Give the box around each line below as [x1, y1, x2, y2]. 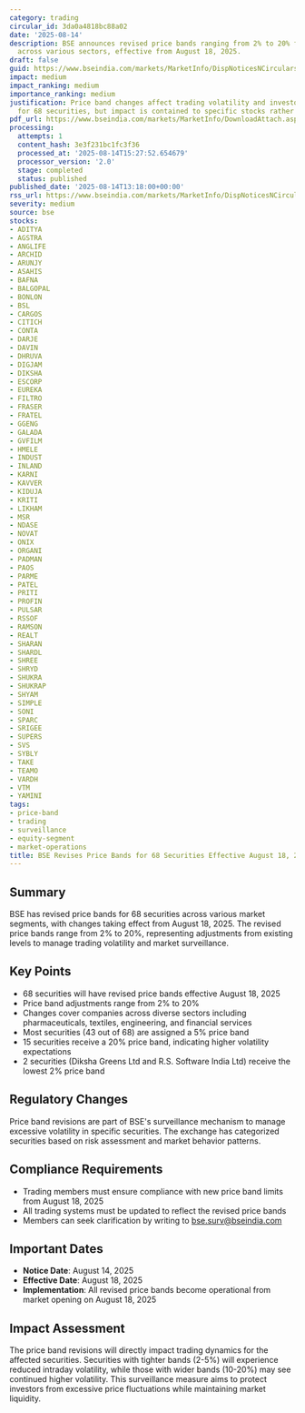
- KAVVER [9, 479, 43, 488]
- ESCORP [9, 377, 43, 387]
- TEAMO [9, 766, 39, 775]
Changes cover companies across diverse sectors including [22, 1007, 247, 1018]
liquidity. [9, 1393, 42, 1404]
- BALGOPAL [9, 284, 51, 293]
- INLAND [9, 461, 43, 471]
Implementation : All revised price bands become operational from [22, 1285, 271, 1296]
